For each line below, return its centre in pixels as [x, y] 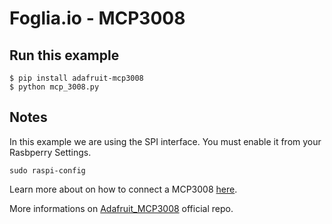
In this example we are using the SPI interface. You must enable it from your [165, 141]
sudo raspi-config [47, 170]
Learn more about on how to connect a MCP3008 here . [123, 189]
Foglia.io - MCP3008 [97, 18]
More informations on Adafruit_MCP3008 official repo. [121, 208]
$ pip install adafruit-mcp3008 [76, 78]
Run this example [64, 55]
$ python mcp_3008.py [54, 87]
